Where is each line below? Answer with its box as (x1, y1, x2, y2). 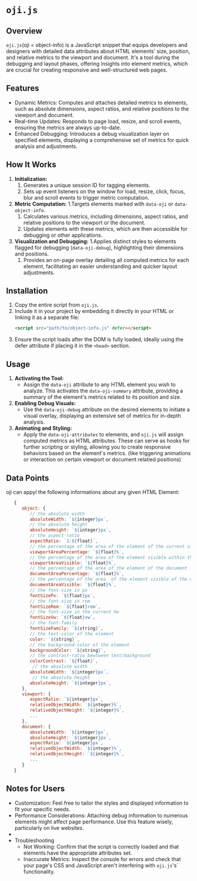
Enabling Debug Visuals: (14, 400, 76, 407)
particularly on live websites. (14, 824, 84, 831)
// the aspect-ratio (29, 533, 80, 539)
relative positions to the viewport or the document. (23, 219, 145, 226)
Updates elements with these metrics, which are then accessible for (23, 225, 188, 232)
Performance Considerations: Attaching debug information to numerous (14, 812, 188, 819)
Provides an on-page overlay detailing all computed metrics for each (23, 256, 189, 263)
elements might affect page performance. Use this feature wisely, (14, 818, 174, 825)
